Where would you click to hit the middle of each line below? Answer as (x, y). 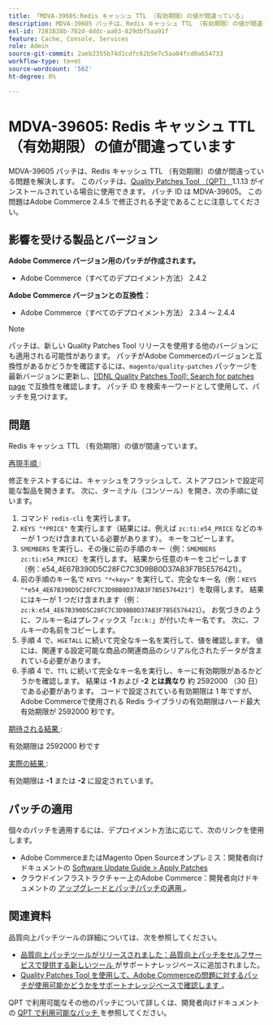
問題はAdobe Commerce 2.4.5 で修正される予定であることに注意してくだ (131, 201)
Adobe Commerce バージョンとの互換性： (80, 296)
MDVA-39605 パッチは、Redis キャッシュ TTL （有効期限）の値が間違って (133, 171)
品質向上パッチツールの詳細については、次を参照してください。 (115, 937)
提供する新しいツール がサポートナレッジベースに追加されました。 (153, 965)
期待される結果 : (35, 729)
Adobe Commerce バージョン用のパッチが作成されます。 (104, 261)
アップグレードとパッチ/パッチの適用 (120, 888)
